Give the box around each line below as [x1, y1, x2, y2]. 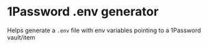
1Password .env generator [7, 4, 159, 19]
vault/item [7, 33, 36, 41]
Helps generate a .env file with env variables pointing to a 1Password [7, 26, 202, 34]
